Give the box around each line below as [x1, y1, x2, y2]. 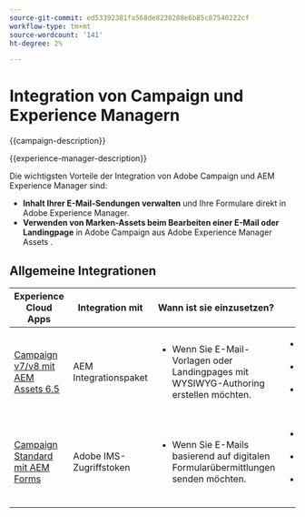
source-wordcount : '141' [9, 30, 103, 39]
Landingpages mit [172, 366, 250, 378]
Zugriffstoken [72, 461, 131, 473]
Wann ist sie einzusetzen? [157, 301, 275, 314]
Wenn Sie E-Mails [172, 439, 250, 451]
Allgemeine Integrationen [9, 263, 157, 279]
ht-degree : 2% [9, 38, 64, 48]
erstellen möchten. [172, 389, 252, 400]
